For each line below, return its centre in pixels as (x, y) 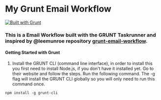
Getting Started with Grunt (33, 52)
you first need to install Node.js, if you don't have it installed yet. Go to (83, 68)
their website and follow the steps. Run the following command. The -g (83, 74)
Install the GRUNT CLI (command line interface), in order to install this (82, 64)
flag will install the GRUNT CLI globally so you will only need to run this (83, 79)
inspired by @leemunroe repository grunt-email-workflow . (76, 41)
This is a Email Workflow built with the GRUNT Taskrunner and (81, 35)
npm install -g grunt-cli (31, 93)
